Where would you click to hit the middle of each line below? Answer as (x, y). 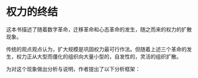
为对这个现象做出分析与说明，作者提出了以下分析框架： (73, 69)
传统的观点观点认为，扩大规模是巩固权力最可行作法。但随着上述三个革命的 (96, 49)
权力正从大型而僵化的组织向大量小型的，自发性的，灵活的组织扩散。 (99, 56)
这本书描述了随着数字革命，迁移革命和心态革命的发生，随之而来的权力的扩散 (99, 29)
